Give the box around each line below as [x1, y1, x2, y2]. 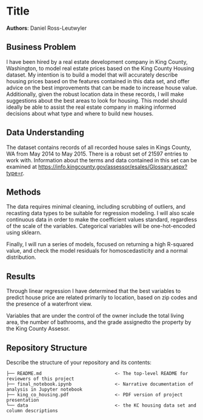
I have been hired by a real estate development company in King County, [6, 58, 188, 65]
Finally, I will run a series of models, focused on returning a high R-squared [6, 241, 194, 248]
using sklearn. [6, 229, 42, 236]
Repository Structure [6, 342, 88, 353]
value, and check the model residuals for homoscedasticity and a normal [6, 247, 188, 255]
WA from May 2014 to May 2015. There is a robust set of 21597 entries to [6, 150, 188, 157]
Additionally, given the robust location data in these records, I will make [6, 90, 184, 98]
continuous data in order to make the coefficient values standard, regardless [6, 216, 198, 223]
